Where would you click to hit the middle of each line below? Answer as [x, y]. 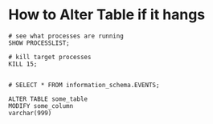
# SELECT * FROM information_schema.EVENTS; [84, 85]
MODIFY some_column [41, 106]
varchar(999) [30, 113]
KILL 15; [23, 64]
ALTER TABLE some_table [48, 99]
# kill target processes [50, 57]
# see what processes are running [66, 36]
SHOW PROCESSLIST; [39, 43]
